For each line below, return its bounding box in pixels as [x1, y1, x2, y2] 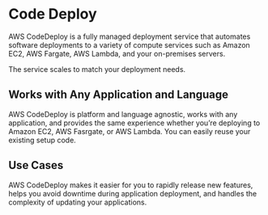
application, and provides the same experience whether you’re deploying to [8, 118, 261, 128]
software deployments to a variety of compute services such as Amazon [8, 40, 251, 49]
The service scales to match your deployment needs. [8, 64, 186, 74]
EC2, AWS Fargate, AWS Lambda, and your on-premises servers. [8, 48, 226, 58]
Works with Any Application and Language [8, 88, 229, 102]
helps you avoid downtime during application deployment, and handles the [8, 188, 257, 198]
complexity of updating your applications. [8, 197, 147, 207]
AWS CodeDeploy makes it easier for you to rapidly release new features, [8, 179, 253, 190]
